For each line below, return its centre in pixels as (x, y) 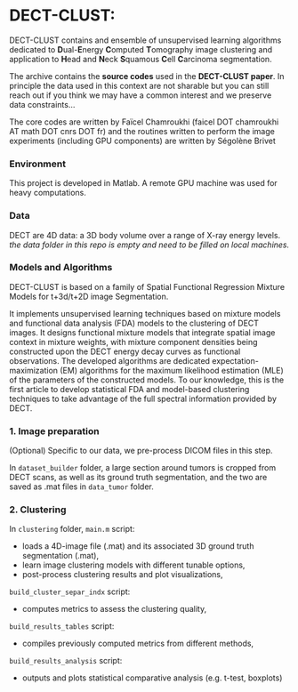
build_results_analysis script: (66, 661)
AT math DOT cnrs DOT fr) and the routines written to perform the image (142, 131)
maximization (34, 370)
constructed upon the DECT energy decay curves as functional (125, 351)
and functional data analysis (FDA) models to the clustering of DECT (134, 323)
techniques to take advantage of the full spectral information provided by (143, 398)
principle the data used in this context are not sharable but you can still (139, 85)
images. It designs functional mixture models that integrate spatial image (142, 332)
